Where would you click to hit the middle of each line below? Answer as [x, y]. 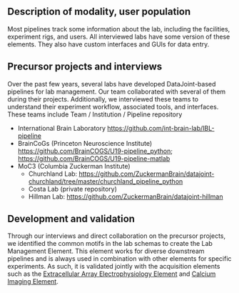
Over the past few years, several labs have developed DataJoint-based [112, 84]
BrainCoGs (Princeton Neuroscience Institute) [85, 143]
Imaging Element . [33, 282]
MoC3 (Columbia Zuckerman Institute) [74, 166]
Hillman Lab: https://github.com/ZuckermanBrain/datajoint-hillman [126, 197]
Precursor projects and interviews [85, 67]
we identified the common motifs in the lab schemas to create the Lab [110, 244]
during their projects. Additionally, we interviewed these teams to [103, 99]
